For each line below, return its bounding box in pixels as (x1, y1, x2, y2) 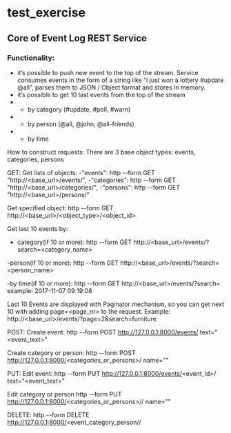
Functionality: (7, 53, 55, 63)
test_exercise (7, 5, 86, 21)
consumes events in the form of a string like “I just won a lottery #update (17, 76, 224, 84)
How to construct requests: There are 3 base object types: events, (7, 148, 196, 156)
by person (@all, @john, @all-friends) (27, 119, 134, 128)
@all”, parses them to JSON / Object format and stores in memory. (17, 83, 206, 91)
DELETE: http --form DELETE (7, 410, 90, 419)
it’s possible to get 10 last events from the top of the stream (17, 90, 186, 99)
